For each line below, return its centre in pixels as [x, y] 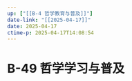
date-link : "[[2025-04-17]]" [49, 20]
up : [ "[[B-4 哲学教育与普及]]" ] [50, 13]
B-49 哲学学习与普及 [66, 69]
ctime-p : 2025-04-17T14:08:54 [51, 33]
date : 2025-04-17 [32, 26]
